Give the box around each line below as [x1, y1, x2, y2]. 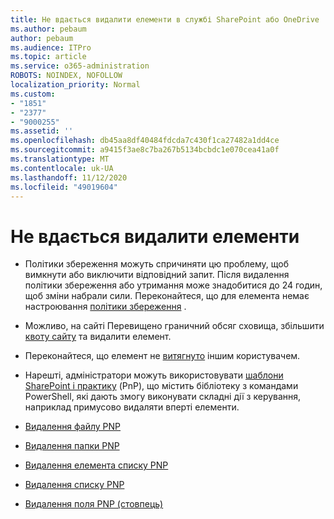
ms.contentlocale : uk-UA [10, 163, 114, 173]
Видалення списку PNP [24, 479, 125, 491]
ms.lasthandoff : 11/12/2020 [10, 172, 128, 183]
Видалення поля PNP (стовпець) [24, 498, 164, 510]
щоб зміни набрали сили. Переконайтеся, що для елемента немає [24, 290, 310, 302]
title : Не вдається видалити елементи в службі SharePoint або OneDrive [10, 14, 320, 25]
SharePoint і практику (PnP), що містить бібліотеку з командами [24, 380, 299, 392]
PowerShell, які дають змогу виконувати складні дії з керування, [24, 391, 302, 403]
